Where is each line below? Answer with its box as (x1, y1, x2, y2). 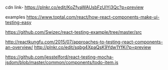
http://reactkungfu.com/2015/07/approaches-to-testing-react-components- (5, 39, 163, 45)
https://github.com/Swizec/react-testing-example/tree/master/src (5, 29, 142, 35)
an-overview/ (5, 44, 33, 50)
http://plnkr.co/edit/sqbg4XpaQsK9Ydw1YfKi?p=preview (34, 44, 151, 50)
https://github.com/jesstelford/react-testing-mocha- (5, 54, 114, 60)
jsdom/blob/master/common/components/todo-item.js (5, 59, 119, 65)
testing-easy (5, 20, 32, 25)
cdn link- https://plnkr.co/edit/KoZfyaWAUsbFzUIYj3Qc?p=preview (5, 5, 144, 10)
